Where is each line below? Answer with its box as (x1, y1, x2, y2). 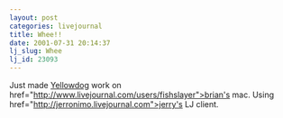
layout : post (9, 13, 59, 23)
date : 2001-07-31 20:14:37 (9, 38, 111, 48)
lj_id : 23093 (9, 55, 59, 64)
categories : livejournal (9, 22, 103, 31)
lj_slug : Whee (9, 47, 63, 56)
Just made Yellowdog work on (9, 80, 122, 90)
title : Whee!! (9, 30, 63, 39)
